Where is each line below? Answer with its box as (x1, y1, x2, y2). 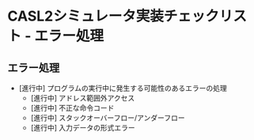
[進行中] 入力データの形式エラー (30, 123, 135, 132)
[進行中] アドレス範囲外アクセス (30, 93, 135, 103)
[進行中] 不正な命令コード (30, 104, 115, 112)
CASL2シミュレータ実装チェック (7, 7, 219, 25)
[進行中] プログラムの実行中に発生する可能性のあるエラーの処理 (18, 84, 227, 93)
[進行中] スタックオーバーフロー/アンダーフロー (30, 113, 185, 123)
